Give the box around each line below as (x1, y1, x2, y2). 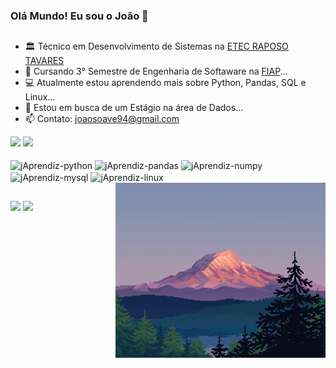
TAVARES (24, 55, 65, 67)
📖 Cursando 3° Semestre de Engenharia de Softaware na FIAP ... (24, 65, 288, 78)
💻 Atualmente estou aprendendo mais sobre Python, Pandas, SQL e (24, 77, 307, 89)
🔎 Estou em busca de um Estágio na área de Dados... (24, 102, 244, 114)
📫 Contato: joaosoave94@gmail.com (24, 113, 180, 125)
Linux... (24, 91, 56, 103)
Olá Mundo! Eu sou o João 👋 (10, 9, 149, 23)
